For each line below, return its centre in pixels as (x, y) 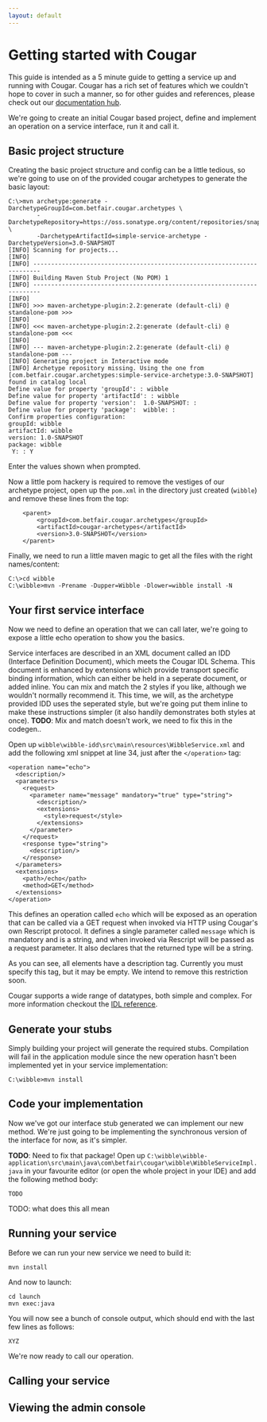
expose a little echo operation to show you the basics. (97, 638)
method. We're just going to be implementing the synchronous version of (128, 1131)
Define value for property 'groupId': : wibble (89, 389)
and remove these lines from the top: (69, 499)
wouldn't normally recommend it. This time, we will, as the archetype (121, 695)
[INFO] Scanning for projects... (64, 250)
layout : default (35, 15)
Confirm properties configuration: (67, 417)
